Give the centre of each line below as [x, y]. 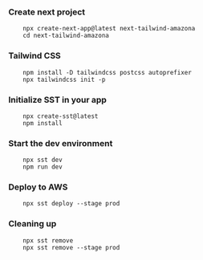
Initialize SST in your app [57, 100]
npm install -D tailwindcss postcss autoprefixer [108, 72]
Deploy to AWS [38, 187]
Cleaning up [32, 224]
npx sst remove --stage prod [71, 247]
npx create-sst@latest [61, 116]
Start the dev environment [61, 143]
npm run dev [43, 167]
